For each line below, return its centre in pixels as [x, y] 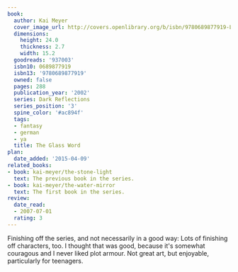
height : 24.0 [39, 40]
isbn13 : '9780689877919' [50, 73]
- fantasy [28, 126]
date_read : [30, 205]
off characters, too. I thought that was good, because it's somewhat [106, 246]
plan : [15, 152]
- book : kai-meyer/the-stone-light [60, 172]
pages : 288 [30, 86]
